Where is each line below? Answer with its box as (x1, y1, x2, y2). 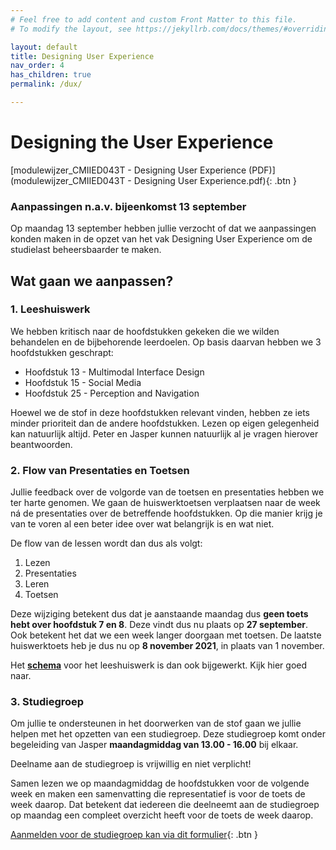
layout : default (10, 42, 78, 52)
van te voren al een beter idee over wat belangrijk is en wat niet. (10, 518, 275, 530)
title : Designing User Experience (10, 51, 155, 61)
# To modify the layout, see (10, 24, 132, 34)
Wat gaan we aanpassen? (10, 272, 174, 290)
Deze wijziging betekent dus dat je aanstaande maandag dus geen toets (10, 608, 309, 620)
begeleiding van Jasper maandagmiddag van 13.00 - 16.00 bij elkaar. (10, 739, 299, 751)
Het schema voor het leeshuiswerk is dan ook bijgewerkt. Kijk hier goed (10, 659, 308, 671)
